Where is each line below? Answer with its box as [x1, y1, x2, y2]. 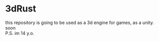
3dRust [5, 3, 36, 14]
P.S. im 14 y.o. [5, 30, 34, 36]
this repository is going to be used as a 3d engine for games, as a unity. [5, 19, 154, 25]
